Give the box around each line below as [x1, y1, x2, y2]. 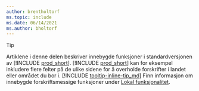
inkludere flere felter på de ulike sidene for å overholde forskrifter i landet [6, 66, 186, 73]
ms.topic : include [6, 14, 52, 20]
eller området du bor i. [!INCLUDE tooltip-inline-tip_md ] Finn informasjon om [6, 72, 194, 79]
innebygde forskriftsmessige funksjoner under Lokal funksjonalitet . [6, 79, 171, 86]
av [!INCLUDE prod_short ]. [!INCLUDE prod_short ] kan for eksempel [6, 59, 173, 67]
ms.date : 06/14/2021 [6, 20, 58, 26]
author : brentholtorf [6, 8, 60, 15]
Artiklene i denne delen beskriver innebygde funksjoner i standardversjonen [6, 53, 192, 60]
